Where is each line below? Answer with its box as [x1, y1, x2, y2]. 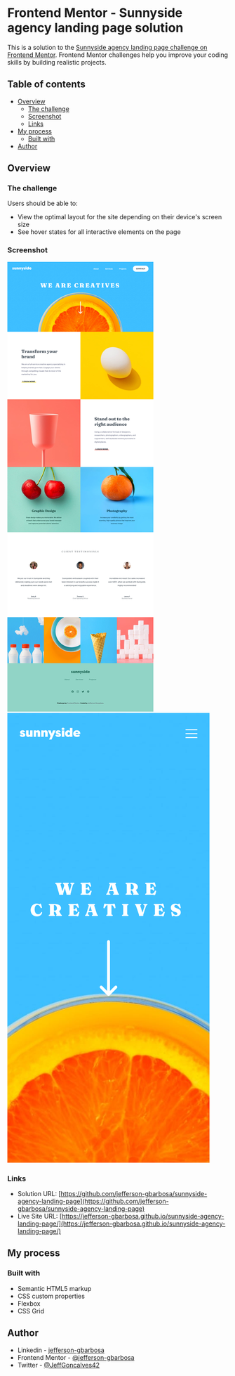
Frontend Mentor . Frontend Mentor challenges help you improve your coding [7, 51, 229, 59]
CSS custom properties [17, 1292, 86, 1300]
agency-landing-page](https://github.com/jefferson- [17, 1197, 170, 1206]
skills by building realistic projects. [7, 58, 107, 66]
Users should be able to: [7, 199, 79, 208]
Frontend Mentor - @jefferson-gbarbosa [17, 1353, 135, 1361]
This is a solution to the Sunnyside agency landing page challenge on [7, 43, 208, 51]
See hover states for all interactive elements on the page [17, 228, 181, 236]
